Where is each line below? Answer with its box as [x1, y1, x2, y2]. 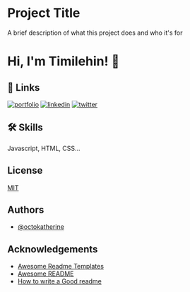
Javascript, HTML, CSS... [7, 144, 81, 152]
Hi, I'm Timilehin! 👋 [7, 53, 120, 69]
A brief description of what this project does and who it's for [7, 28, 183, 37]
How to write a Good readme [17, 277, 102, 286]
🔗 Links [7, 82, 40, 94]
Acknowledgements [7, 243, 98, 255]
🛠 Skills [7, 122, 44, 134]
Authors [7, 203, 44, 215]
